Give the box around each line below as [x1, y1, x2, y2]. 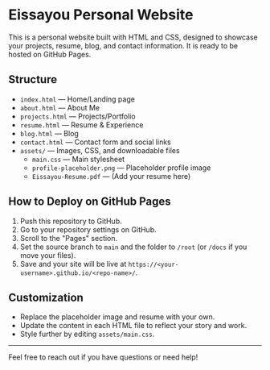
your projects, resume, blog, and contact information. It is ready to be [8, 40, 239, 50]
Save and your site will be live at [19, 259, 127, 268]
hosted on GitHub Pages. [8, 49, 92, 59]
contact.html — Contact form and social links [19, 137, 171, 147]
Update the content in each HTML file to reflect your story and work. [19, 321, 247, 331]
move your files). [19, 250, 76, 260]
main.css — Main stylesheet [31, 154, 125, 164]
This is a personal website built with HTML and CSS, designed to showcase [8, 32, 259, 42]
